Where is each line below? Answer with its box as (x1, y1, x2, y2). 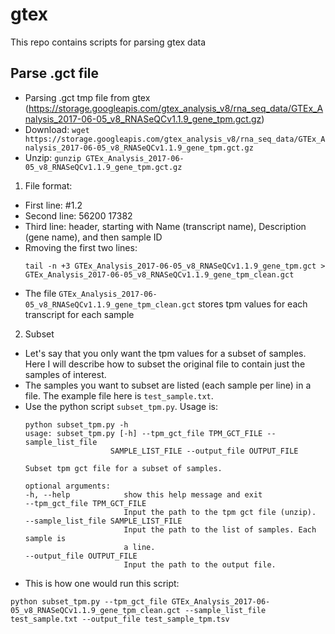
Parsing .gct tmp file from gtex (24, 91, 151, 103)
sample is (24, 533, 67, 543)
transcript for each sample (24, 308, 135, 320)
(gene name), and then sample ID (24, 231, 163, 243)
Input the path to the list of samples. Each (123, 524, 317, 535)
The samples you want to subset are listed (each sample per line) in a (24, 379, 312, 391)
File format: (24, 179, 73, 192)
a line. (123, 542, 156, 552)
